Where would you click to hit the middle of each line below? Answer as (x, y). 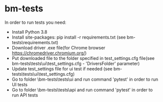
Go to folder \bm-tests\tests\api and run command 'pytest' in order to (82, 90)
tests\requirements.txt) (35, 42)
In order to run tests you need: (36, 22)
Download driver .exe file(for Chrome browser (59, 48)
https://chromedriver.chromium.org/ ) (49, 53)
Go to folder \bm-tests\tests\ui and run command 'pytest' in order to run (85, 79)
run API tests (25, 95)
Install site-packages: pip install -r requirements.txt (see (69, 37)
